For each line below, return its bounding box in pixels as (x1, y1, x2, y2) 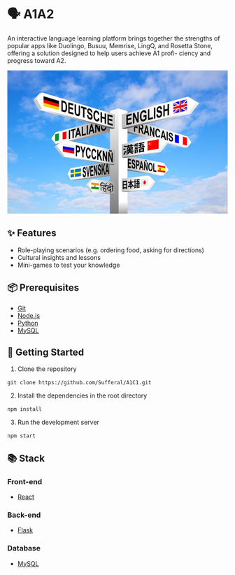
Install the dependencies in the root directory (17, 391, 148, 400)
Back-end (7, 510, 41, 520)
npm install (7, 406, 42, 413)
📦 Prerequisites (7, 282, 80, 294)
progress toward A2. (7, 56, 66, 64)
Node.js (17, 311, 41, 319)
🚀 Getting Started (7, 346, 85, 358)
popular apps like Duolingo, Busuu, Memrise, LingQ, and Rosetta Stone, (7, 41, 213, 50)
